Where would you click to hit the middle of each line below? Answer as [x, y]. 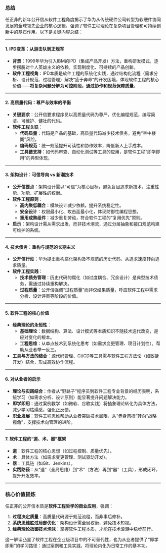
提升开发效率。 [27, 475]
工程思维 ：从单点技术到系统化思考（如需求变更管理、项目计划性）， [88, 343]
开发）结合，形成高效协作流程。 [45, 362]
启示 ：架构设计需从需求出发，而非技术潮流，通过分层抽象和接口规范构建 [86, 223]
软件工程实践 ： [27, 272]
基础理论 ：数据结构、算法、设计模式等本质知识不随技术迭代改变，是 [89, 331]
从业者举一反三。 [41, 350]
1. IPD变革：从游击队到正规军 [35, 49]
